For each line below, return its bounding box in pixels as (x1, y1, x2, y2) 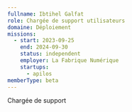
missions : (7, 30, 37, 38)
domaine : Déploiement (7, 24, 72, 31)
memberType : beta (7, 76, 59, 84)
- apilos (26, 70, 53, 77)
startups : (20, 63, 50, 71)
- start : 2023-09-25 (13, 37, 75, 44)
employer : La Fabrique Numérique (20, 57, 119, 64)
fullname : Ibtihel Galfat (7, 10, 84, 18)
